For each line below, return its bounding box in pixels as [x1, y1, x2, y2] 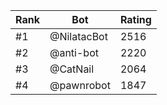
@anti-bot [49, 46, 99, 59]
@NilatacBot [49, 30, 108, 43]
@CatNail [49, 62, 95, 76]
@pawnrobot [49, 79, 111, 92]
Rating [119, 13, 152, 26]
